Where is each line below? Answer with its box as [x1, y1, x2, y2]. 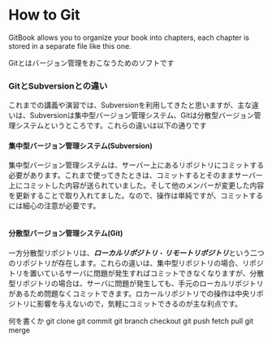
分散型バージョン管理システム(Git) [8, 228, 123, 238]
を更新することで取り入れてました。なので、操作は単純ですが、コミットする [8, 191, 264, 201]
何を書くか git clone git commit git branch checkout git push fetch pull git [8, 315, 254, 326]
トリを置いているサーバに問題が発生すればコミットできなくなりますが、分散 [8, 268, 265, 278]
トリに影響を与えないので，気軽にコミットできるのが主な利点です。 [15, 298, 242, 308]
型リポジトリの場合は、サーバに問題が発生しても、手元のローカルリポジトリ [8, 278, 264, 288]
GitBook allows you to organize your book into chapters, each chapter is [8, 33, 250, 42]
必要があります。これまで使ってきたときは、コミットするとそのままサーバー [8, 171, 263, 180]
